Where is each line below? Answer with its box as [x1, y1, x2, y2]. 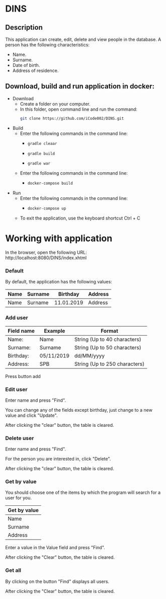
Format [100, 327, 118, 334]
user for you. [5, 495, 32, 501]
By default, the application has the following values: [5, 279, 112, 285]
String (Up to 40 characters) [74, 336, 142, 343]
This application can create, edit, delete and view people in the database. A [5, 36, 161, 42]
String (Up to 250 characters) [74, 360, 145, 367]
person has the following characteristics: [5, 42, 90, 48]
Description [5, 23, 43, 32]
